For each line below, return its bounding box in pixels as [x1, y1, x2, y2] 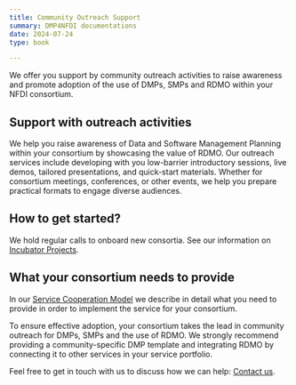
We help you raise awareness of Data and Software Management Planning [9, 139, 282, 149]
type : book [9, 37, 50, 47]
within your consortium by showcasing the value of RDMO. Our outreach [9, 148, 275, 158]
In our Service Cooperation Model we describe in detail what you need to [9, 293, 277, 304]
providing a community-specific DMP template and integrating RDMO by [9, 339, 274, 349]
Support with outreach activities [9, 115, 192, 130]
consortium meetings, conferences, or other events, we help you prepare [9, 176, 277, 187]
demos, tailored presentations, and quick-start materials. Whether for [9, 166, 263, 178]
